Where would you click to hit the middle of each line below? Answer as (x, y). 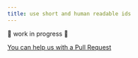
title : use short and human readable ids (69, 14)
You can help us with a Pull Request (59, 47)
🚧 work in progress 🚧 (38, 34)
